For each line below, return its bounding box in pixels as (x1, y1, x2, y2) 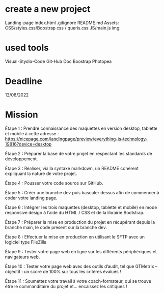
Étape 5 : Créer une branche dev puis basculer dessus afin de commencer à (5, 189, 160, 195)
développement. (5, 156, 38, 162)
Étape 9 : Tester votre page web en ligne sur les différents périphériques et (5, 248, 157, 254)
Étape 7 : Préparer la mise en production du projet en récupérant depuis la (5, 219, 155, 225)
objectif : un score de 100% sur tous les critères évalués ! (5, 268, 121, 274)
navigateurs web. (5, 254, 40, 260)
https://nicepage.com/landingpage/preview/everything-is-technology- (5, 136, 148, 142)
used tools (5, 42, 49, 54)
